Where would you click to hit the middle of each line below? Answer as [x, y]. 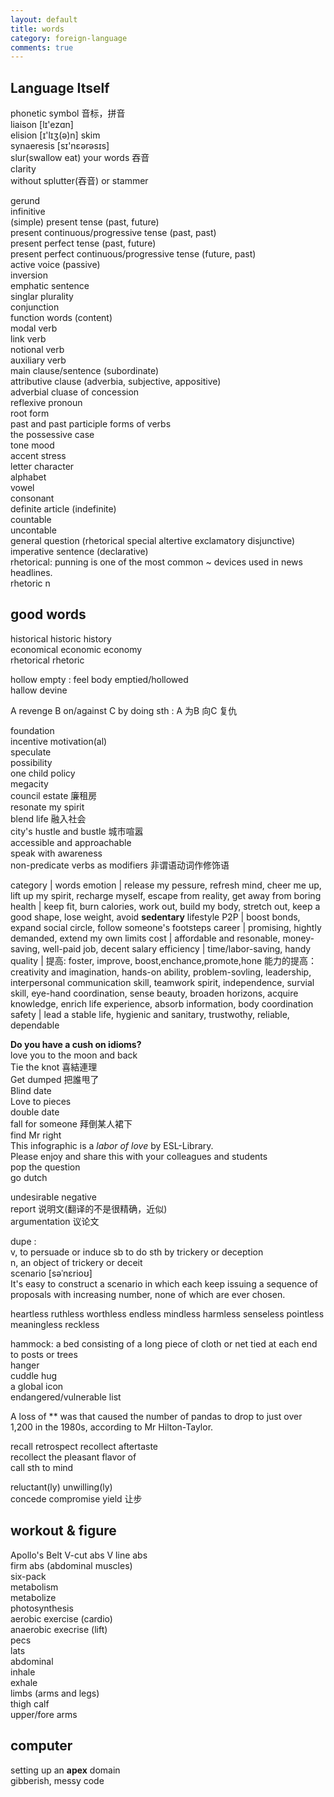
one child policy [43, 773]
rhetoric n [30, 583]
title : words [37, 29]
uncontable [33, 530]
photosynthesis [42, 1608]
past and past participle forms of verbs [91, 424]
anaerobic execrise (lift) [59, 1629]
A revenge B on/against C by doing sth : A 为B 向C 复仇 [124, 710]
